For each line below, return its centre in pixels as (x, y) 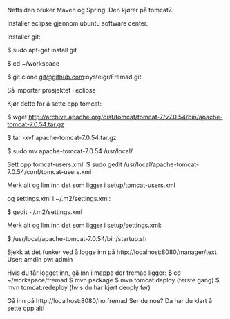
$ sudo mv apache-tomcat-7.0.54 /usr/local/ (70, 151)
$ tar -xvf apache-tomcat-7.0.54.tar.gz (62, 138)
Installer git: (24, 37)
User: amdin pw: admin (40, 259)
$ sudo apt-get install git (42, 50)
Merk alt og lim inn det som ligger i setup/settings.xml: (85, 225)
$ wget (17, 117)
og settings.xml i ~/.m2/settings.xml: (59, 199)
